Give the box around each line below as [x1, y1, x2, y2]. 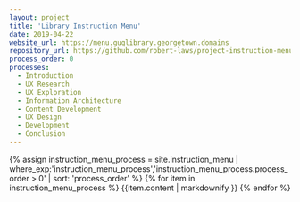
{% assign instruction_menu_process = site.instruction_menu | [9, 154, 239, 164]
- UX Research [17, 80, 70, 88]
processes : [9, 63, 50, 72]
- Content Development [17, 105, 102, 114]
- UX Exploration [17, 88, 82, 97]
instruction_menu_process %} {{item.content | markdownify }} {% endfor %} [9, 182, 291, 193]
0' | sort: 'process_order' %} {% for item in [38, 173, 196, 183]
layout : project [9, 13, 70, 22]
